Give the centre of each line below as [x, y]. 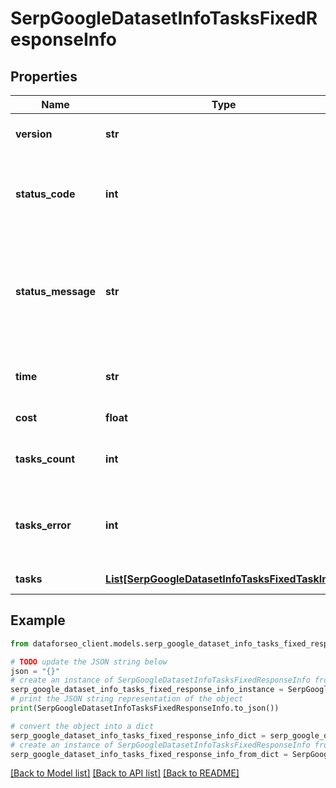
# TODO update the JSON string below [89, 662]
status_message [56, 291]
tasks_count [45, 459]
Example [38, 620]
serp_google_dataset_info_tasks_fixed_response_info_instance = [147, 690]
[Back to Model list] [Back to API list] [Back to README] [125, 773]
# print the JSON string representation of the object [127, 699]
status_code [45, 194]
